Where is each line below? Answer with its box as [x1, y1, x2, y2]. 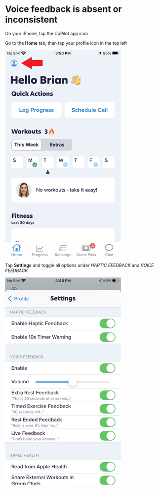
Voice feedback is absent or [5, 3, 122, 15]
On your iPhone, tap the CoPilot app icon [5, 30, 88, 36]
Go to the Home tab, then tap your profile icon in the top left [5, 40, 127, 46]
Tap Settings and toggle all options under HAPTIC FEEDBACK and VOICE [5, 262, 154, 268]
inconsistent [5, 14, 58, 25]
